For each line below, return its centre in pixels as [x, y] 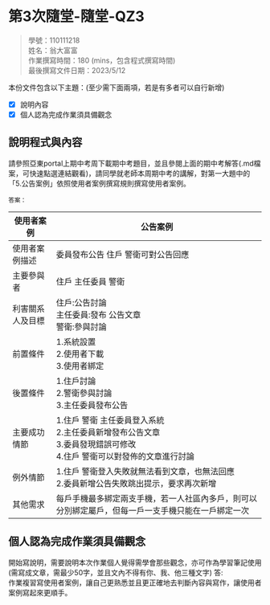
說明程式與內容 [45, 143]
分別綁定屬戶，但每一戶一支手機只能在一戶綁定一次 [152, 510]
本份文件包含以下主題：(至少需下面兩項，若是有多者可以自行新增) [117, 87]
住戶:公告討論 [81, 302]
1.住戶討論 [76, 381]
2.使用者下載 [80, 354]
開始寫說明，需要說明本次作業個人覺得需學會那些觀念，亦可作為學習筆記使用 [135, 562]
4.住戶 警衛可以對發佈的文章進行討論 [125, 456]
